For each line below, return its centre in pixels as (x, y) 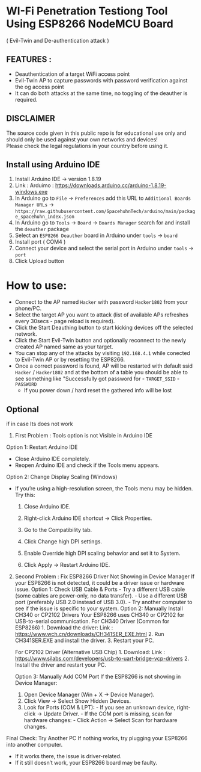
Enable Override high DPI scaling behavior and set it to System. (102, 553)
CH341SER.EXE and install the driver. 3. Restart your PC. (84, 641)
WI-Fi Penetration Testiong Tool (87, 11)
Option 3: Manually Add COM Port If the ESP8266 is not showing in (98, 677)
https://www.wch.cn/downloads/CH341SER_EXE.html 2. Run (89, 634)
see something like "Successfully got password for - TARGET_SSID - (97, 379)
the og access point (39, 87)
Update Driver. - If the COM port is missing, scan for (108, 714)
